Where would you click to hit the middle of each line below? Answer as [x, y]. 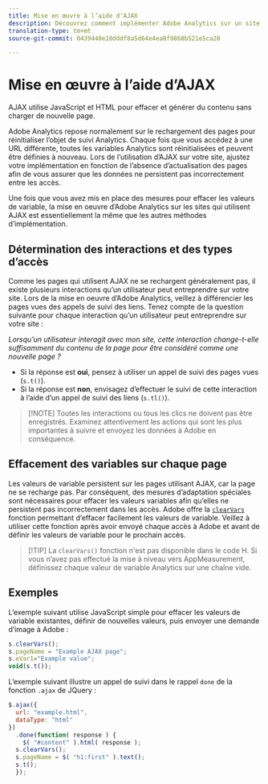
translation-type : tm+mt [50, 31]
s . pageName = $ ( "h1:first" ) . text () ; [81, 757]
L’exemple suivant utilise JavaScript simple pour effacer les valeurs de [124, 612]
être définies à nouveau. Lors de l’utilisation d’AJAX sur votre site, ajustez [129, 157]
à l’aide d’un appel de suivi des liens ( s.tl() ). [95, 398]
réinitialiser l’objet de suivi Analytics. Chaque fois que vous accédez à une [130, 140]
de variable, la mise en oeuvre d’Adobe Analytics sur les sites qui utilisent [129, 207]
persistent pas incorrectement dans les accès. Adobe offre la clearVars [126, 509]
